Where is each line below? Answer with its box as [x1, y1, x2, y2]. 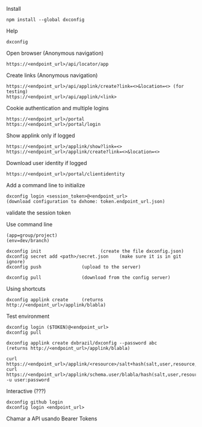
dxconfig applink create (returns [6, 297, 103, 303]
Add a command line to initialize [6, 182, 85, 189]
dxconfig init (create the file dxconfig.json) [6, 248, 185, 254]
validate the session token [6, 209, 71, 216]
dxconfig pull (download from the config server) [6, 275, 171, 281]
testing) [6, 89, 28, 95]
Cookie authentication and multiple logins [6, 105, 109, 111]
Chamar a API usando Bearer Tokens [6, 415, 97, 422]
